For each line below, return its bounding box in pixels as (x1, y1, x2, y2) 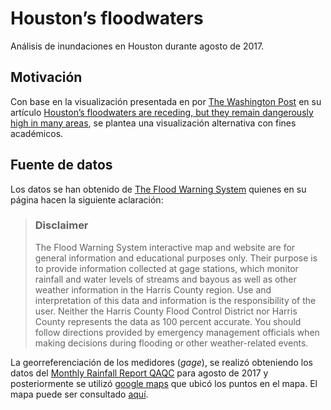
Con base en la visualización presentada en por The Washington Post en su (10, 95, 322, 107)
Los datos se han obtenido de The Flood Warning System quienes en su (10, 183, 307, 195)
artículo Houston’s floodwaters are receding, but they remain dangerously (10, 106, 314, 118)
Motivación (10, 69, 83, 86)
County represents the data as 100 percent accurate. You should (34, 315, 302, 327)
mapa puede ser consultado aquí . (10, 388, 149, 400)
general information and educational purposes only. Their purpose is (34, 252, 318, 264)
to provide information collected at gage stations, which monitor (34, 262, 299, 274)
